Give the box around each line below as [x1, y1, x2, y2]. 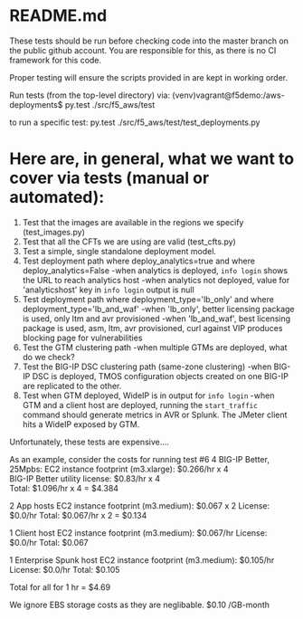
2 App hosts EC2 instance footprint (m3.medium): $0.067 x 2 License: [9, 500, 270, 511]
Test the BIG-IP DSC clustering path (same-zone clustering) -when [22, 361, 272, 372]
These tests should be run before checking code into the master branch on [9, 35, 289, 46]
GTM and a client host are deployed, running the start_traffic [22, 399, 258, 410]
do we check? [22, 351, 75, 362]
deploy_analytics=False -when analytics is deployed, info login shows [22, 264, 288, 276]
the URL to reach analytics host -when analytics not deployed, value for [22, 274, 290, 285]
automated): [9, 187, 105, 208]
